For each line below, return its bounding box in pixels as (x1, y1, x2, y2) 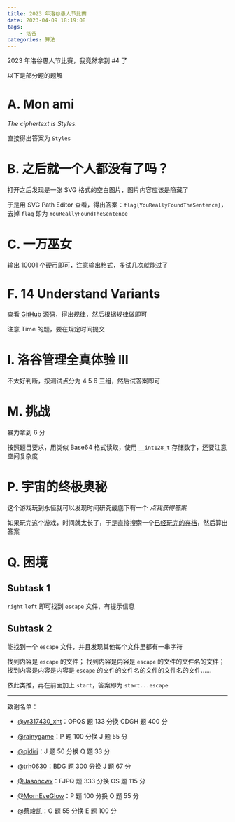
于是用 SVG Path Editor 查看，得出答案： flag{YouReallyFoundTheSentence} (7, 200, 222, 209)
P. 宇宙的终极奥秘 (7, 479, 108, 495)
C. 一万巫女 (7, 236, 72, 252)
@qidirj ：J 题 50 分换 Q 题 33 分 (17, 747, 111, 755)
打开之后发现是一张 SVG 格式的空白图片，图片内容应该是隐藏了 (7, 186, 189, 193)
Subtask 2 (7, 623, 52, 635)
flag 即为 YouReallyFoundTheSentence (20, 210, 128, 217)
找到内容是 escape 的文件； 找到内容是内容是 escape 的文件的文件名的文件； (7, 657, 225, 666)
